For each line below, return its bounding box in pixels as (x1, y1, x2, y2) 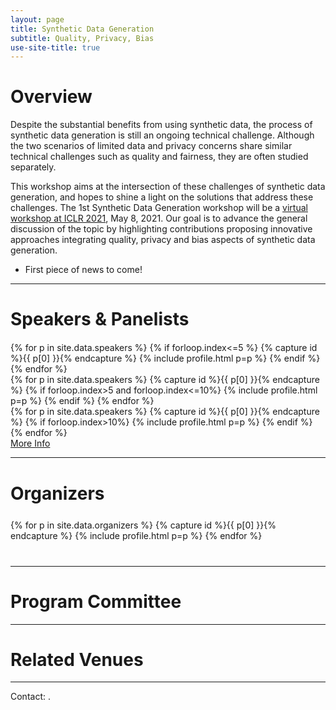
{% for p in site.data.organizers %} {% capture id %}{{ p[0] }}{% (10, 519, 277, 531)
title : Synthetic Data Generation (10, 24, 155, 34)
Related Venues (10, 648, 144, 671)
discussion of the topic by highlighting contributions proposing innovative (10, 223, 313, 235)
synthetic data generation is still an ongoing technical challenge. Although (10, 129, 315, 141)
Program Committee (10, 590, 182, 613)
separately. (10, 161, 57, 173)
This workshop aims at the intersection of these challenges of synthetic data (10, 181, 326, 193)
